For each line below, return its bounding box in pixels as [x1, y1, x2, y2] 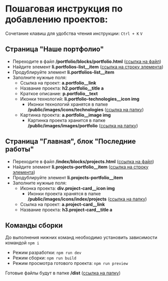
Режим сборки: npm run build [12, 255, 77, 261]
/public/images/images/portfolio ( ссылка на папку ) [27, 122, 138, 128]
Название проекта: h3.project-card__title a [20, 206, 113, 213]
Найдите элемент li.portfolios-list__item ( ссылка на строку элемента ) [12, 63, 164, 69]
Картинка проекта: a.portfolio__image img [20, 112, 111, 118]
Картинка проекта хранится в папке [27, 117, 106, 123]
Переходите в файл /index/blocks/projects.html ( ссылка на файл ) [12, 158, 154, 164]
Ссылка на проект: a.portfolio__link [20, 80, 97, 86]
